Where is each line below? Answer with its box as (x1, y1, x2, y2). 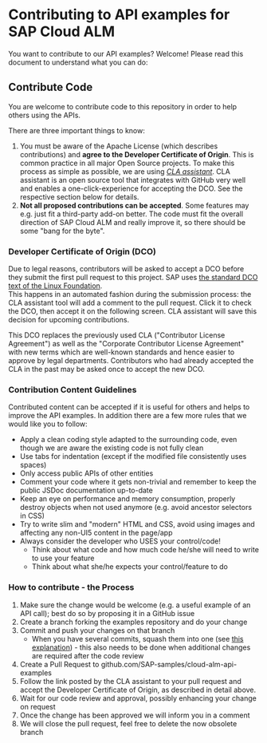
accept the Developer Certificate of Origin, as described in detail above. (19, 685, 257, 694)
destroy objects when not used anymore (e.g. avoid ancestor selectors (19, 503, 253, 512)
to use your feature (31, 553, 95, 563)
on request (19, 702, 56, 711)
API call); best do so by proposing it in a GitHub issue (19, 608, 195, 618)
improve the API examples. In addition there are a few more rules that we (8, 411, 247, 421)
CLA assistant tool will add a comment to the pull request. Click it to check (8, 298, 253, 308)
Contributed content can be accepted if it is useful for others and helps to (8, 402, 250, 412)
